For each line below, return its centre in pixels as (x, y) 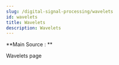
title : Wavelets (26, 22)
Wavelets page (24, 56)
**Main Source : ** (29, 45)
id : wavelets (22, 17)
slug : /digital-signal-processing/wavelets (60, 11)
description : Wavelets (34, 28)
